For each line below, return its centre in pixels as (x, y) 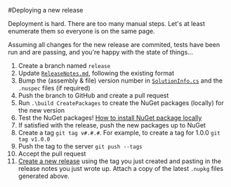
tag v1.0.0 (34, 139)
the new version (41, 110)
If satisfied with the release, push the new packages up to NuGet (112, 125)
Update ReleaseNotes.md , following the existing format (96, 73)
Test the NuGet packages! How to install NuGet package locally (110, 118)
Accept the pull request (52, 154)
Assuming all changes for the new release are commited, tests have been (114, 44)
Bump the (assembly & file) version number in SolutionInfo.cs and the (120, 81)
